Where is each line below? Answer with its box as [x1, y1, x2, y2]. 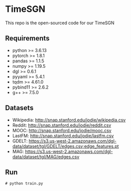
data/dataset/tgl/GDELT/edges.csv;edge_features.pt [12, 143, 119, 149]
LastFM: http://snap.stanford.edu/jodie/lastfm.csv [12, 133, 114, 139]
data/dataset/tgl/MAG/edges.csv [12, 153, 79, 159]
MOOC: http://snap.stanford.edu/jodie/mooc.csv [12, 127, 112, 133]
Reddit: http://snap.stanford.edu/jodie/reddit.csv [12, 122, 112, 128]
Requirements [5, 34, 50, 43]
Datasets [5, 104, 34, 112]
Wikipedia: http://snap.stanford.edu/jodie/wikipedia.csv [12, 117, 126, 123]
